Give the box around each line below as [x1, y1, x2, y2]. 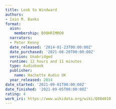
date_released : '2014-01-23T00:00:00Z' [10, 45, 93, 50]
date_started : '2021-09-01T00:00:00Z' [5, 82, 86, 87]
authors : [5, 12, 24, 17]
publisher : [10, 68, 33, 73]
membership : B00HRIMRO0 [14, 31, 64, 36]
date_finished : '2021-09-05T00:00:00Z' [5, 86, 89, 92]
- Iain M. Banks [5, 17, 39, 22]
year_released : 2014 [10, 77, 53, 82]
